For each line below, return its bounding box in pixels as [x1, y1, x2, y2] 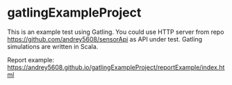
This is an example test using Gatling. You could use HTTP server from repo [7, 28, 224, 36]
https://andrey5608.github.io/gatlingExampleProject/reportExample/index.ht [7, 63, 225, 71]
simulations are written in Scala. [7, 42, 99, 50]
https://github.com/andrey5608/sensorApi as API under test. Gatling [7, 35, 203, 43]
